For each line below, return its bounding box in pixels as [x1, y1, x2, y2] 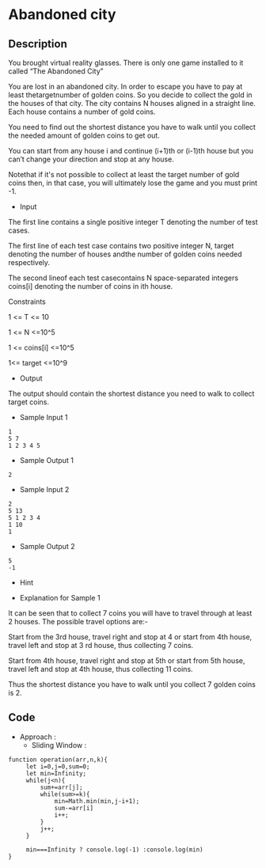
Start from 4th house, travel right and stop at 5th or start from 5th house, [8, 656, 245, 665]
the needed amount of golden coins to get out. [8, 131, 160, 140]
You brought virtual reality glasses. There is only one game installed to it [8, 58, 244, 67]
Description [8, 37, 67, 51]
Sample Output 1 [19, 456, 74, 464]
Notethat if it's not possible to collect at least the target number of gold [8, 170, 240, 179]
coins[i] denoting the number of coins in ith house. [8, 282, 173, 290]
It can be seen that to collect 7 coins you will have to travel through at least [8, 608, 253, 618]
